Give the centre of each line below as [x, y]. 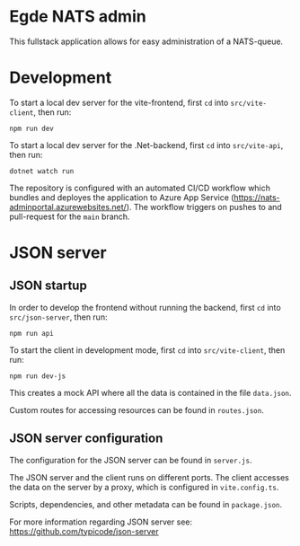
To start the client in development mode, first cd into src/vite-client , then [147, 350]
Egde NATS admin [78, 17]
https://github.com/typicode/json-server [84, 531]
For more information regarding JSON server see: [101, 522]
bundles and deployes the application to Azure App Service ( [122, 197]
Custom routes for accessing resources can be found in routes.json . [137, 409]
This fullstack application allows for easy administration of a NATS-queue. [146, 41]
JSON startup [48, 286]
